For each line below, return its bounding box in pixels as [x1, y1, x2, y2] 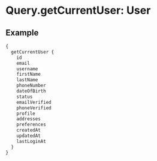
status [16, 94, 33, 100]
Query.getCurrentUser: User [5, 4, 151, 17]
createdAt [16, 127, 41, 133]
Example [5, 28, 39, 38]
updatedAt [16, 133, 41, 139]
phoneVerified [16, 105, 52, 111]
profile [16, 111, 35, 117]
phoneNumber [16, 82, 46, 89]
